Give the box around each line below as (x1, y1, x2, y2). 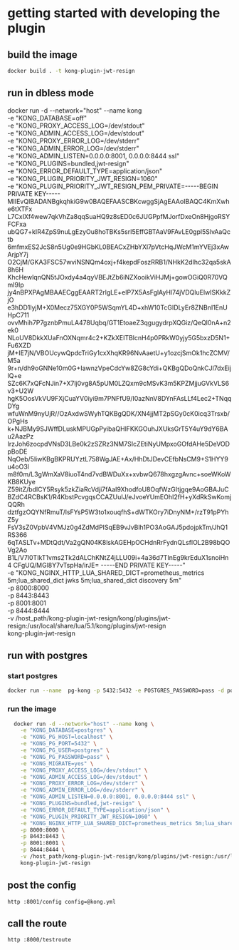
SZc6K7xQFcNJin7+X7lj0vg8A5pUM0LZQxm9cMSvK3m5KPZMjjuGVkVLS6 (7, 379, 230, 387)
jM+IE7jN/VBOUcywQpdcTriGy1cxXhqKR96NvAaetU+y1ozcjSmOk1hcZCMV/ (7, 348, 230, 357)
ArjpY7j (7, 250, 28, 258)
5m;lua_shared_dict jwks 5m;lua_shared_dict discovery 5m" (7, 576, 182, 584)
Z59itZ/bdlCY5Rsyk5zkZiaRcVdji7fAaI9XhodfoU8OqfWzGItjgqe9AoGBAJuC (7, 485, 229, 494)
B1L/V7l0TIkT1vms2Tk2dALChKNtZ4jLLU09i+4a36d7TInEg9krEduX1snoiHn (7, 553, 229, 561)
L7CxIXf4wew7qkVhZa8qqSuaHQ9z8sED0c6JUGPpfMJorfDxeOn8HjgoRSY (7, 212, 230, 220)
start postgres (7, 671, 58, 680)
